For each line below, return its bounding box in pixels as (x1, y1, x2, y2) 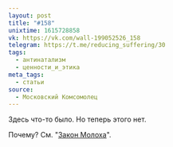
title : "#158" (8, 19, 56, 27)
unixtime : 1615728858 (8, 26, 81, 34)
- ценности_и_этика (15, 64, 81, 72)
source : (8, 85, 34, 94)
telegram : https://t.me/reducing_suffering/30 (8, 41, 166, 49)
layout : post (8, 11, 52, 20)
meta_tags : (8, 71, 45, 79)
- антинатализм (15, 56, 66, 64)
